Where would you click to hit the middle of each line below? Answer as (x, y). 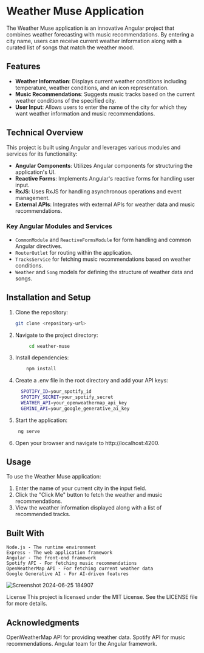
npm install (41, 369)
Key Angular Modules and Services (59, 226)
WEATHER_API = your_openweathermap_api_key (74, 403)
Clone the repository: (42, 312)
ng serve (29, 431)
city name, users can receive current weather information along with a (94, 41)
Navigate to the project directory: (56, 335)
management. (32, 198)
